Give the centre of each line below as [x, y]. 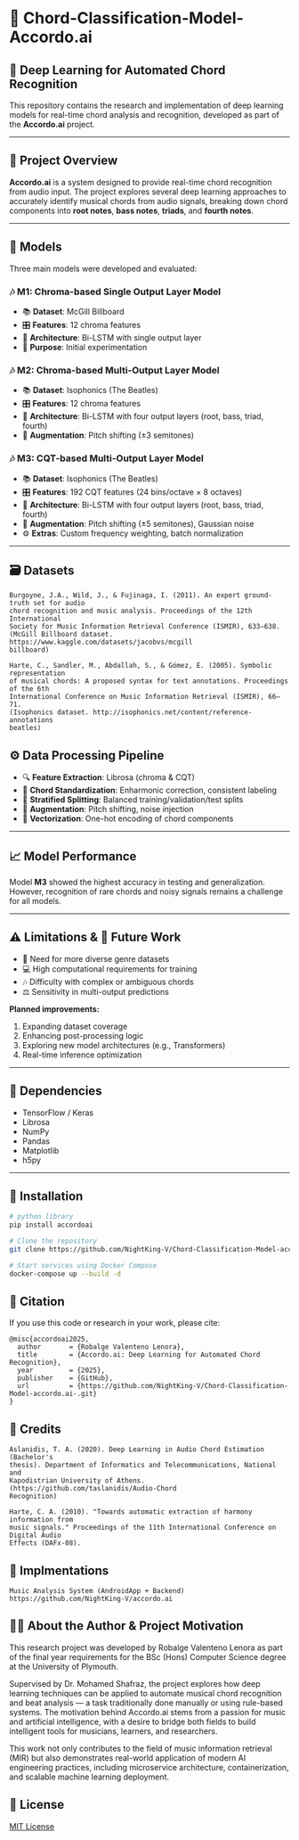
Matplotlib [40, 1150]
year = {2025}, [61, 1371]
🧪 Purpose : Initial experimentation [85, 347]
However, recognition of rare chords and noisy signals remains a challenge [146, 891]
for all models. [36, 900]
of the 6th [29, 689]
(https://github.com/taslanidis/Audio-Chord [93, 1489]
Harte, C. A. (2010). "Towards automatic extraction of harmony [131, 1512]
